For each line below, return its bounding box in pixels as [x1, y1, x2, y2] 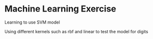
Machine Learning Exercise [4, 3, 117, 14]
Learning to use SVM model [4, 19, 60, 25]
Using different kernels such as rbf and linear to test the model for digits [4, 28, 149, 34]
